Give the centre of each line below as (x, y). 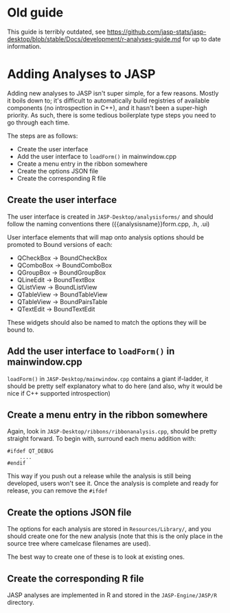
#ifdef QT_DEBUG (30, 451)
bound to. (21, 330)
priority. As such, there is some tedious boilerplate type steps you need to (112, 115)
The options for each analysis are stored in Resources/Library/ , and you (109, 529)
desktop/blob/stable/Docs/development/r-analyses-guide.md (94, 39)
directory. (21, 602)
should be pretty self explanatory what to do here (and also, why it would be (115, 386)
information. (24, 46)
